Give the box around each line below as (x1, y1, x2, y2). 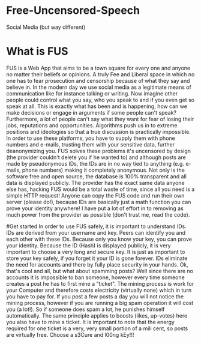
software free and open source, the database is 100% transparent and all (6, 172, 187, 180)
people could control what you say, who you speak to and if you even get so (6, 96, 195, 103)
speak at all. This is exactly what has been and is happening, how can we (6, 103, 188, 110)
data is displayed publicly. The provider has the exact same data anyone (6, 179, 185, 186)
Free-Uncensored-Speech (6, 4, 140, 17)
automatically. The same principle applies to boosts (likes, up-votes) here (6, 312, 188, 319)
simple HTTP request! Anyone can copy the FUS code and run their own (6, 192, 185, 199)
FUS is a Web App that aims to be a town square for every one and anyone (6, 64, 191, 71)
